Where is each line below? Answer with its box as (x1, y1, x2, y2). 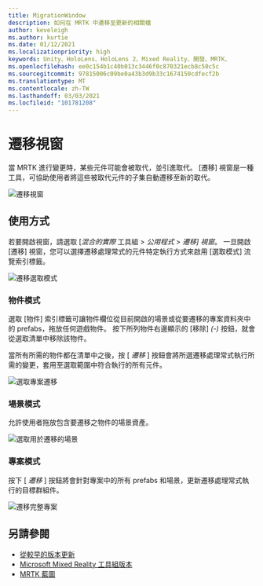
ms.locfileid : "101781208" (8, 99, 97, 107)
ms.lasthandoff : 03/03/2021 (8, 92, 100, 100)
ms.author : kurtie (8, 33, 68, 42)
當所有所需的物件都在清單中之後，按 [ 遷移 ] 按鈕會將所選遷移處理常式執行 (8, 350, 248, 360)
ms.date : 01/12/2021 (8, 41, 76, 49)
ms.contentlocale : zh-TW (8, 84, 89, 93)
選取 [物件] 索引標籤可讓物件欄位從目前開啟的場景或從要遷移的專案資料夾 (8, 314, 245, 324)
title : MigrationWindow (8, 11, 86, 20)
